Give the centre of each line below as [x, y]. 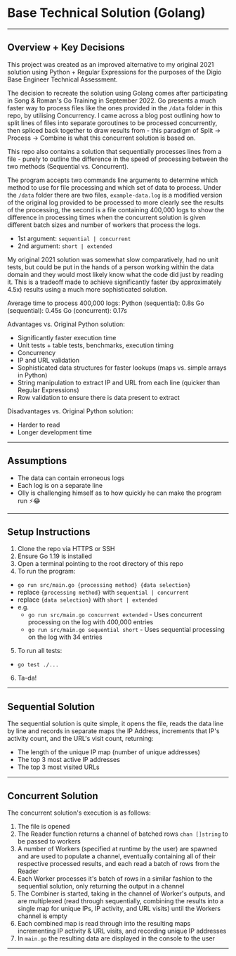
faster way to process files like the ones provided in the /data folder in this [115, 108]
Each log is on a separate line [60, 485]
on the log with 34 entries [65, 637]
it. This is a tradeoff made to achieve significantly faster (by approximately [114, 282]
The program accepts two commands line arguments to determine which [113, 180]
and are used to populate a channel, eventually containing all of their [117, 856]
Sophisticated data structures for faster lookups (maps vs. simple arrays [122, 368]
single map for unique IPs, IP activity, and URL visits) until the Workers [119, 909]
